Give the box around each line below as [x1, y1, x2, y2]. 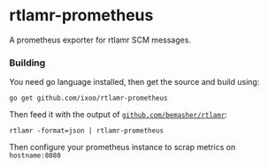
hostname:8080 [9, 151, 62, 160]
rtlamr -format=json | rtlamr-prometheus [9, 126, 165, 135]
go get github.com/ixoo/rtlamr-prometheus [9, 94, 168, 102]
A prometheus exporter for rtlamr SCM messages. [9, 34, 192, 45]
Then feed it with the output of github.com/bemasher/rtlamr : [9, 110, 228, 120]
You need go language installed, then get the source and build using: [9, 77, 260, 87]
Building [9, 57, 46, 69]
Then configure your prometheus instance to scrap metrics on [9, 142, 236, 153]
